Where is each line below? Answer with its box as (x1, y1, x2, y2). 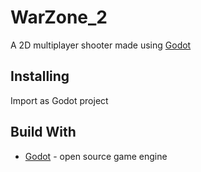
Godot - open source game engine (24, 150, 168, 162)
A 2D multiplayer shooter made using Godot (10, 39, 192, 51)
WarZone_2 (10, 6, 108, 29)
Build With (10, 124, 77, 141)
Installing (10, 68, 70, 85)
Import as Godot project (10, 94, 109, 106)
